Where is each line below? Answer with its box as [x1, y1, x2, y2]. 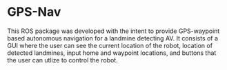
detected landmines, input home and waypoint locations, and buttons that [7, 49, 217, 57]
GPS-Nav [7, 4, 61, 20]
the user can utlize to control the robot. [7, 56, 119, 64]
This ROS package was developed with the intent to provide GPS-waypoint [7, 27, 220, 35]
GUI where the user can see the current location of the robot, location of [7, 41, 213, 49]
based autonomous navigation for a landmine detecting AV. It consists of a [7, 34, 219, 42]
